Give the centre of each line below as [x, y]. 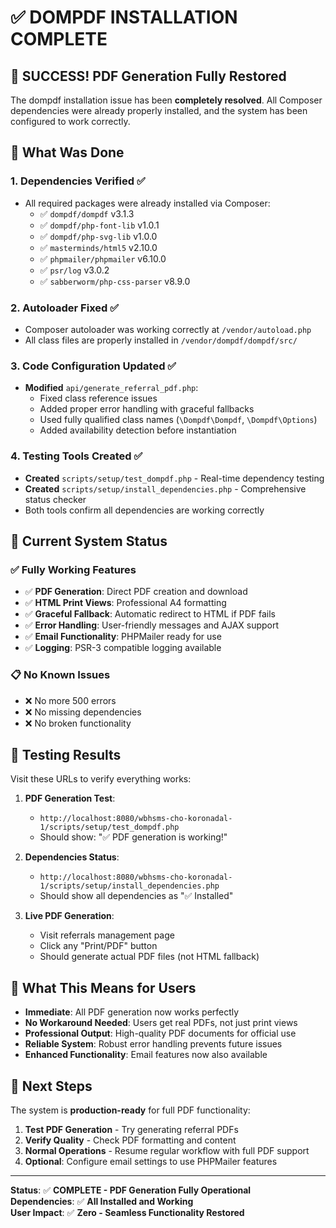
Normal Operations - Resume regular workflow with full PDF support [167, 1150]
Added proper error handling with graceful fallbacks [147, 409]
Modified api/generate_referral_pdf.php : [111, 388]
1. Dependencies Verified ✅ [78, 181]
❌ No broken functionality [78, 723]
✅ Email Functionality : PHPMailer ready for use [123, 637]
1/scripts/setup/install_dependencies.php [129, 886]
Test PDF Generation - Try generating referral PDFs [131, 1129]
